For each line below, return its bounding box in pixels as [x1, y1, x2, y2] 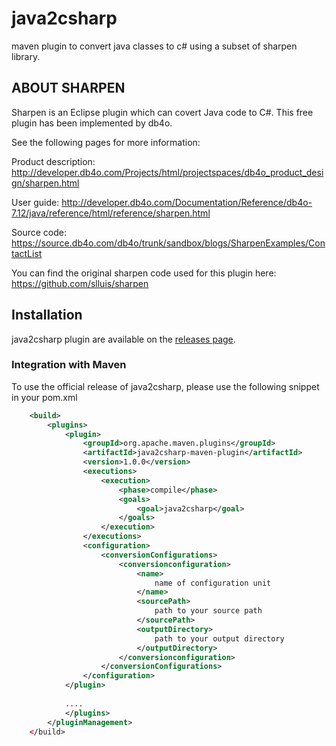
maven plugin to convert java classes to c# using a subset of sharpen [11, 40, 298, 52]
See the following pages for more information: [11, 136, 201, 148]
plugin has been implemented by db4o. [11, 117, 173, 129]
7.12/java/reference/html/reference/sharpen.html [11, 207, 211, 219]
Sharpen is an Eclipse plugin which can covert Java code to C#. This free [11, 106, 314, 118]
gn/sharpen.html [11, 177, 80, 189]
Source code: [11, 226, 67, 238]
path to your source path [154, 606, 263, 616]
